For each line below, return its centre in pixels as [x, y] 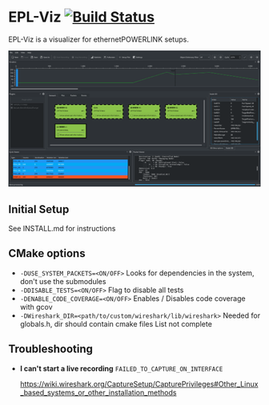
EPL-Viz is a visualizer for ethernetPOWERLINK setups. [99, 39]
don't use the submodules [63, 281]
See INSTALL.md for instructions [62, 228]
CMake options [47, 253]
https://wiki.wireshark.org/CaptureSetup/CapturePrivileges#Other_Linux [139, 383]
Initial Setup [39, 209]
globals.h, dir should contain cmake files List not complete [116, 323]
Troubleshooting [51, 349]
